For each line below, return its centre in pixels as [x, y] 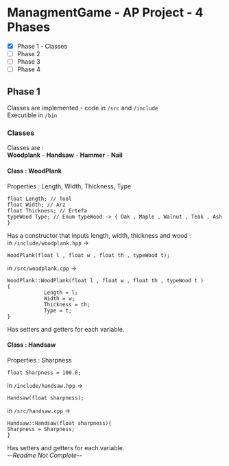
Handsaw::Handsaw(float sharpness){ [59, 423]
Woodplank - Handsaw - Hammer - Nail [65, 155]
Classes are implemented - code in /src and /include [83, 108]
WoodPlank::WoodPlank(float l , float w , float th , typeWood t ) [106, 280]
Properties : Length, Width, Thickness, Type [69, 186]
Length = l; [61, 293]
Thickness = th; [67, 304]
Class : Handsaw [32, 345]
